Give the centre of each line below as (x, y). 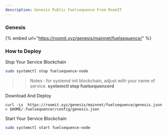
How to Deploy (23, 51)
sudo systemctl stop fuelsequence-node (47, 71)
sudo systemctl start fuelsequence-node (48, 128)
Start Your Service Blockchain (36, 118)
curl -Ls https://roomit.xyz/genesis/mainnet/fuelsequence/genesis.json (84, 105)
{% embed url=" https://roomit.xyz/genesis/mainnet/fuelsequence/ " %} (78, 38)
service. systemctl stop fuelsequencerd (72, 86)
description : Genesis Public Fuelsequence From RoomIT (63, 10)
